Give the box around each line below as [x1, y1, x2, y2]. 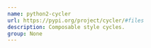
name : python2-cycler [7, 10, 72, 18]
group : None [7, 30, 43, 37]
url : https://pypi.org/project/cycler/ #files [7, 17, 144, 24]
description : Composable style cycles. [7, 23, 125, 30]
